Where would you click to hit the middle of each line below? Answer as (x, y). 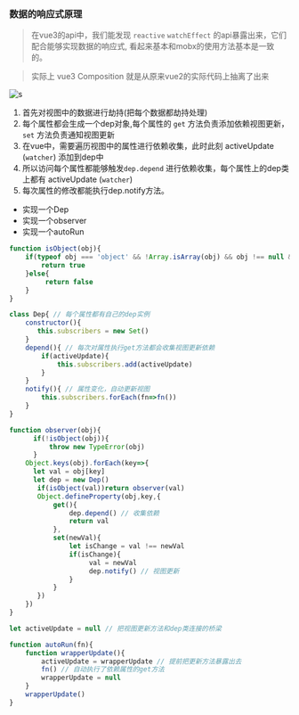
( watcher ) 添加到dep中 (63, 157)
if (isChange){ (95, 555)
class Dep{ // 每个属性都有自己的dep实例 (80, 315)
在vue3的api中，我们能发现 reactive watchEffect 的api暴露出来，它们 (159, 35)
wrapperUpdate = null (81, 678)
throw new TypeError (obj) (97, 447)
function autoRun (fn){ (51, 645)
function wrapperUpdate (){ (75, 653)
